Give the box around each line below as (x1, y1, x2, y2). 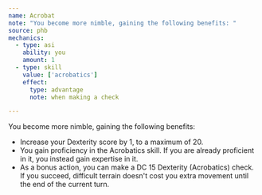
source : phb (8, 26, 48, 34)
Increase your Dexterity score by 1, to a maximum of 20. (19, 137, 204, 147)
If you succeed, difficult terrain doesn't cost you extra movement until (19, 171, 249, 181)
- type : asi (15, 41, 56, 49)
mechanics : (8, 33, 45, 42)
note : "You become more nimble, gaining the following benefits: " (8, 19, 237, 27)
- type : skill (15, 64, 62, 72)
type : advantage (29, 85, 84, 94)
